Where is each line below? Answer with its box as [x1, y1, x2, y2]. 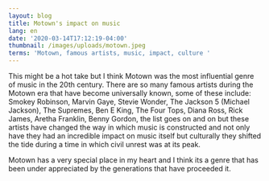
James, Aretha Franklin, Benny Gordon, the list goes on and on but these [8, 114, 250, 123]
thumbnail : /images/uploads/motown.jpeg [8, 42, 147, 50]
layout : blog [8, 11, 52, 20]
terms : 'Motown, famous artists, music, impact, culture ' [8, 49, 211, 57]
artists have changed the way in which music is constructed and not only [8, 122, 250, 132]
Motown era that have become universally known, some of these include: [8, 88, 251, 97]
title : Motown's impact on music [8, 19, 121, 27]
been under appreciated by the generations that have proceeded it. [8, 164, 231, 173]
